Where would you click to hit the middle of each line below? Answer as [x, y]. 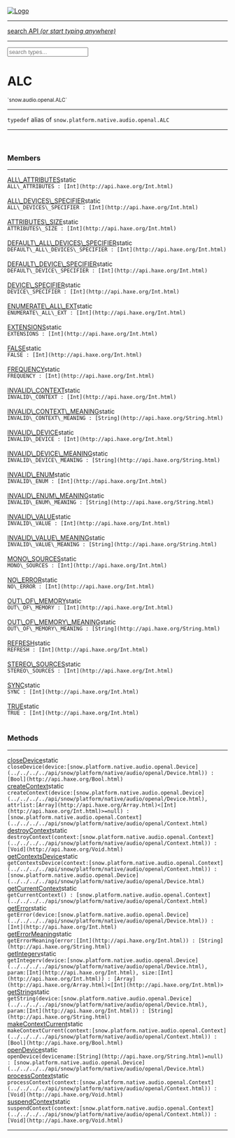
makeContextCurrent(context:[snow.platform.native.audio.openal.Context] [117, 1031]
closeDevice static [33, 760]
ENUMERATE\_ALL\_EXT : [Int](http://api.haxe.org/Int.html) [97, 313]
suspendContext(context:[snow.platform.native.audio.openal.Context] [111, 1108]
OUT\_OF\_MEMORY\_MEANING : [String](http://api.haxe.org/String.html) [114, 629]
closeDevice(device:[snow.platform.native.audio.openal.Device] [103, 767]
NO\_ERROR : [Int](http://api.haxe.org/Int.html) [81, 587]
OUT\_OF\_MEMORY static [44, 601]
